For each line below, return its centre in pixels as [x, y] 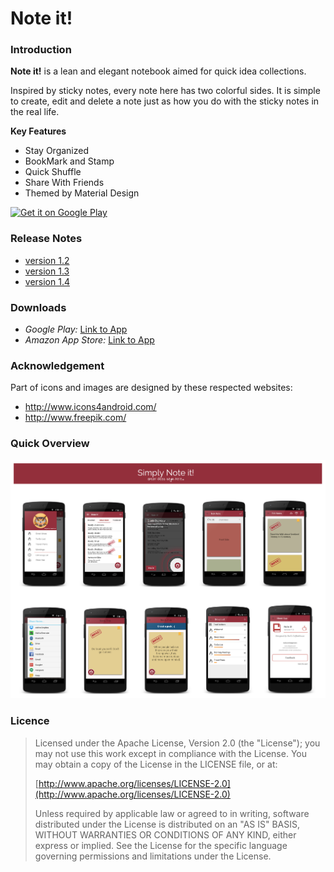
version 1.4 [47, 281]
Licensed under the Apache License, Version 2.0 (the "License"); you [177, 743]
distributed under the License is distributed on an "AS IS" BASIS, [167, 824]
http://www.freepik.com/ [75, 418]
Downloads [38, 307]
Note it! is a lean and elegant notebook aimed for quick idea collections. [158, 71]
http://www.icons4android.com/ [90, 407]
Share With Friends [64, 183]
